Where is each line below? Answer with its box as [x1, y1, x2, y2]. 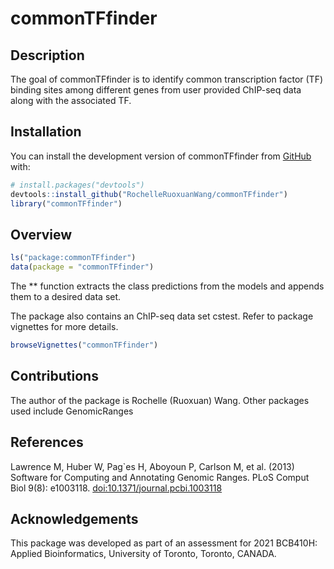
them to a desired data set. [10, 291, 122, 302]
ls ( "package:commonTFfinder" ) [10, 253, 137, 263]
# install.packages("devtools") [10, 180, 145, 190]
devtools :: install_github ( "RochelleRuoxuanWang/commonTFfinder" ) [10, 189, 288, 199]
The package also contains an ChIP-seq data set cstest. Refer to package [10, 310, 314, 322]
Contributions [10, 368, 99, 385]
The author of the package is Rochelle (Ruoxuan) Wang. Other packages [10, 394, 310, 406]
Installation [10, 123, 82, 141]
